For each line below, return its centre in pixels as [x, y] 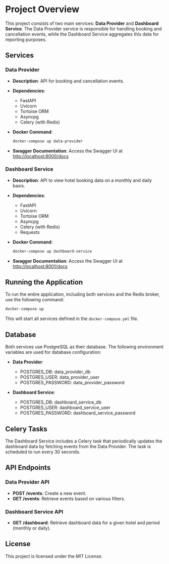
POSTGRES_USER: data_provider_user [60, 377]
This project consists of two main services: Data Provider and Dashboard [82, 23]
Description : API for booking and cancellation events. [68, 81]
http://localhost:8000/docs [41, 156]
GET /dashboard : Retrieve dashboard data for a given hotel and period [86, 522]
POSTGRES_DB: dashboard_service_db [61, 402]
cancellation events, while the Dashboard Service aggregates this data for [82, 34]
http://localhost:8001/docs [40, 266]
